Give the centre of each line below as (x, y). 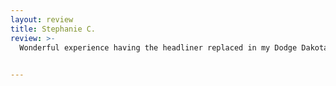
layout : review (42, 19)
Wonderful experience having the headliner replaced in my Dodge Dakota (174, 47)
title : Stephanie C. (53, 29)
